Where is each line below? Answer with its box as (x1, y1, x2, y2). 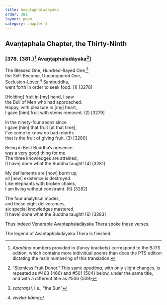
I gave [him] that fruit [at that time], (5, 124, 77, 130)
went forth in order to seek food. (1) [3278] (5, 84, 93, 90)
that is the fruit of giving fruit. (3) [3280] (5, 135, 87, 141)
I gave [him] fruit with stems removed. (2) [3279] (5, 110, 105, 116)
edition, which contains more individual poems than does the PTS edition (12, 250, 162, 256)
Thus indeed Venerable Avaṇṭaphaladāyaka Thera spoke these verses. (5, 221, 150, 227)
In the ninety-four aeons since (5, 119, 67, 125)
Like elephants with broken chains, (5, 181, 76, 186)
